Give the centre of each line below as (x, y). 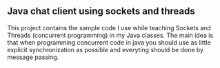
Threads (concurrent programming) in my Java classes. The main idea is (110, 35)
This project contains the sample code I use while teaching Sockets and (109, 27)
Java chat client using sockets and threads (101, 11)
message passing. (33, 57)
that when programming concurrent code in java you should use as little (109, 42)
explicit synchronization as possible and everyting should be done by (106, 49)
